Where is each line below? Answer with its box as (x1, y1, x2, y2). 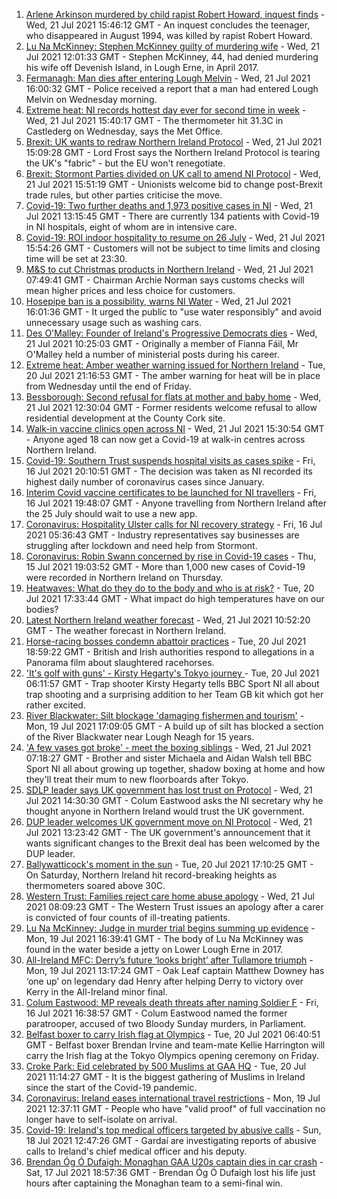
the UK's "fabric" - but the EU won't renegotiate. (25, 157, 226, 169)
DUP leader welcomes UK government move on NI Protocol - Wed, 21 (25, 816, 313, 828)
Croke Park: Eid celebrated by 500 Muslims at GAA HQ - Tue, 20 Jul (25, 1060, 307, 1072)
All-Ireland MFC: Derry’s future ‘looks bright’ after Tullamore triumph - (25, 954, 314, 966)
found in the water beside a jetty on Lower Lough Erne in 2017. (25, 944, 284, 955)
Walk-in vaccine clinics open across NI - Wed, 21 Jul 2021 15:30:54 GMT (25, 423, 325, 434)
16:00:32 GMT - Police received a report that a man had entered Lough (25, 83, 319, 94)
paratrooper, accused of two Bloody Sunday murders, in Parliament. (25, 1018, 307, 1029)
